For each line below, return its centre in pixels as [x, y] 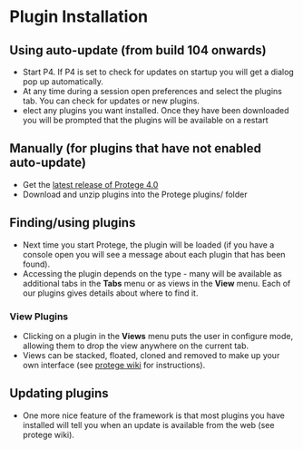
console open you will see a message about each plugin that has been [154, 254]
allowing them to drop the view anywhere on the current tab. [136, 346]
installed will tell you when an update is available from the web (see [148, 425]
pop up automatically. [63, 82]
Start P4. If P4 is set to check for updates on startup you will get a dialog [158, 72]
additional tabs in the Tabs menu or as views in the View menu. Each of [156, 283]
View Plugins [39, 317]
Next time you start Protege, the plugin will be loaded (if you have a [148, 244]
